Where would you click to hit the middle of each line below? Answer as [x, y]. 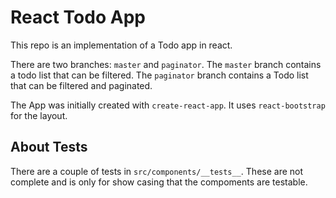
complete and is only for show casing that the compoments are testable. [159, 182]
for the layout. [39, 115]
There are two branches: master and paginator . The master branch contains [166, 64]
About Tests [49, 147]
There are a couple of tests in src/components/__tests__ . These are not [157, 171]
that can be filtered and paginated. [81, 85]
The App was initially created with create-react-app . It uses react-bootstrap [168, 105]
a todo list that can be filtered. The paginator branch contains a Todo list [159, 75]
